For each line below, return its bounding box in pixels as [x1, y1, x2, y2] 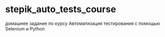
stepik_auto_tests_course [5, 4, 116, 15]
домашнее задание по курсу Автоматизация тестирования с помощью [5, 20, 160, 26]
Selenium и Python [5, 25, 45, 31]
